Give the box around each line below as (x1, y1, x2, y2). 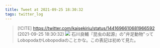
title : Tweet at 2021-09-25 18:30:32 (5, 7, 83, 12)
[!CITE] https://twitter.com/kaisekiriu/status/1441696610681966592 (17, 25, 155, 31)
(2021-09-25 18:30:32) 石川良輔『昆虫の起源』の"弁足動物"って (17, 31, 154, 37)
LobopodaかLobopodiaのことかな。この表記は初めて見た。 (17, 37, 139, 43)
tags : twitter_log (5, 12, 43, 17)
